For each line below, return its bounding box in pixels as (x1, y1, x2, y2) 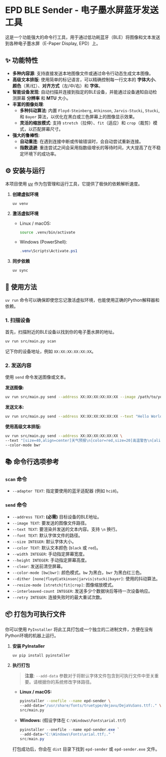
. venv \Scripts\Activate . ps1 (19, 248, 78, 254)
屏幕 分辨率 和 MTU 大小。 (16, 95, 71, 101)
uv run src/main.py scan (5, 339, 56, 344)
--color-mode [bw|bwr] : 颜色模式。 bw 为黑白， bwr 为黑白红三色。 (12, 569, 144, 575)
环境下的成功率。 (24, 150, 59, 156)
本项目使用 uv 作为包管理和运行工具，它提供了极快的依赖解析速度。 (5, 181, 143, 187)
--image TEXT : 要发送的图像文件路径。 (12, 520, 89, 526)
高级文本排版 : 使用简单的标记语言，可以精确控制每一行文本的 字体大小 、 (12, 76, 159, 82)
